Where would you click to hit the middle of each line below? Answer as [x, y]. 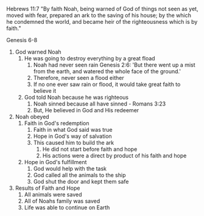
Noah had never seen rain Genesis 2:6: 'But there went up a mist [114, 65]
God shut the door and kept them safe [81, 182]
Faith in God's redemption [57, 123]
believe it [45, 91]
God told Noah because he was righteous [76, 97]
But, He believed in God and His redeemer [86, 110]
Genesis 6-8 [22, 40]
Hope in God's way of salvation [72, 136]
